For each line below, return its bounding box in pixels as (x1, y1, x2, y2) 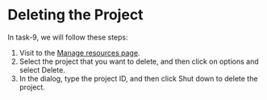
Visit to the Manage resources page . (19, 48, 140, 57)
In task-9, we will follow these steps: (7, 32, 128, 42)
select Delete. (19, 65, 65, 74)
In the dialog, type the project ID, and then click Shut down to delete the (19, 73, 258, 83)
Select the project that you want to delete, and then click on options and (19, 56, 259, 66)
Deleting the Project (7, 6, 144, 24)
